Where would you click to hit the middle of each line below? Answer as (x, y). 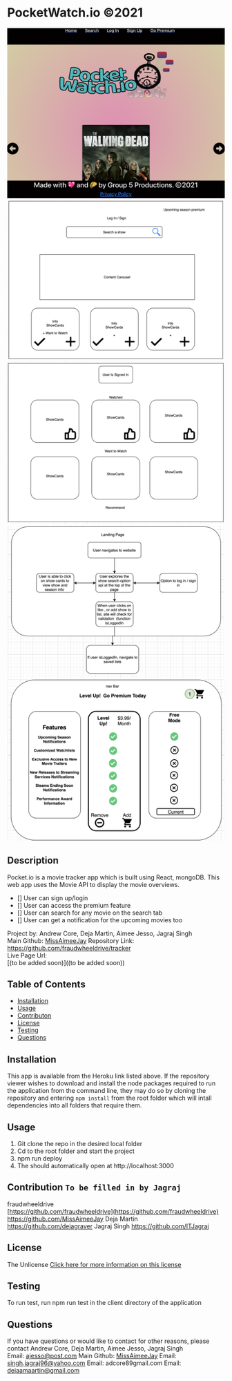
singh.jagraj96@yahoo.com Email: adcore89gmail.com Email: (94, 1363)
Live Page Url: (27, 955)
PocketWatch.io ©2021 (75, 13)
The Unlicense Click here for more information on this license (94, 1264)
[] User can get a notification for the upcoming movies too (100, 920)
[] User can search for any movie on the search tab (90, 913)
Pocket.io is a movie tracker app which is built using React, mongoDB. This (113, 877)
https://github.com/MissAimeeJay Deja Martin (72, 1219)
